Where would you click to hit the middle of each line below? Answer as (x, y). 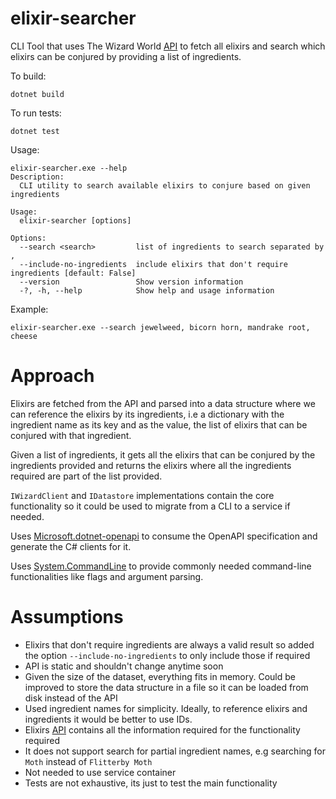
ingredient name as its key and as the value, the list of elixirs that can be (159, 424)
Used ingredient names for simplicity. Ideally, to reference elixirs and (166, 708)
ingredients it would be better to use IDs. (108, 719)
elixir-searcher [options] (75, 220)
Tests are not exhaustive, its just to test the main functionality (151, 783)
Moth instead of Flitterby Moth (88, 761)
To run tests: (36, 113)
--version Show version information (131, 282)
